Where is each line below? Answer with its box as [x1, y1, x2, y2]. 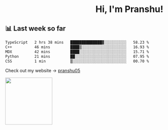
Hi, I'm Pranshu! [95, 4, 163, 15]
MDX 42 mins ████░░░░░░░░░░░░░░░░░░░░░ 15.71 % [5, 49, 149, 54]
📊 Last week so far [5, 24, 66, 33]
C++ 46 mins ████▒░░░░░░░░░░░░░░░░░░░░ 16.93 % [5, 44, 149, 50]
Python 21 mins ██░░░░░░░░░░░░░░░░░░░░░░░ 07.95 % [5, 54, 149, 59]
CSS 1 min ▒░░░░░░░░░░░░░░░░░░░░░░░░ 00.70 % [5, 59, 149, 64]
